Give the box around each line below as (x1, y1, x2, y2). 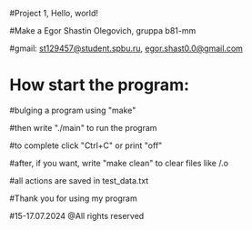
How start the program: (9, 75, 189, 95)
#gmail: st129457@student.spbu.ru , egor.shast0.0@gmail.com (9, 43, 244, 54)
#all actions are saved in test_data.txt (9, 175, 149, 185)
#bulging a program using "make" (9, 105, 136, 115)
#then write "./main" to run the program (9, 122, 157, 133)
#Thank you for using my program (9, 193, 138, 204)
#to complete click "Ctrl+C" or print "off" (9, 140, 163, 151)
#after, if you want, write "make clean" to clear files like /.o (9, 157, 229, 168)
